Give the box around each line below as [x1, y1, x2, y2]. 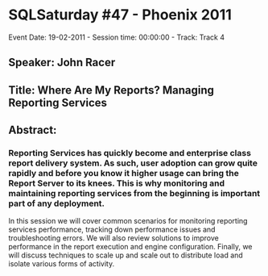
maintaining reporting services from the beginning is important [8, 188, 261, 199]
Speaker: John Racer [8, 56, 116, 69]
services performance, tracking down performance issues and [8, 224, 216, 235]
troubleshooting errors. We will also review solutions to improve [8, 233, 219, 243]
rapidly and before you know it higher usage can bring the [8, 168, 239, 179]
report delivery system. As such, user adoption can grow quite [8, 157, 258, 169]
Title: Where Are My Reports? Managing [8, 83, 215, 97]
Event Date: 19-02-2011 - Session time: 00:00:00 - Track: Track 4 [8, 32, 225, 42]
